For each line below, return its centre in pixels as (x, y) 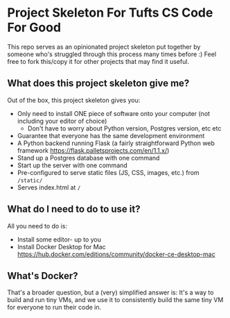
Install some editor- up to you (59, 239)
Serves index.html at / (49, 187)
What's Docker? (43, 276)
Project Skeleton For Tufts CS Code (110, 13)
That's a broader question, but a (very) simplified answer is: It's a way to (110, 292)
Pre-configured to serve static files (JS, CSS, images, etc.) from (108, 172)
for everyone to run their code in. (54, 308)
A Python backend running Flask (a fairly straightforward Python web (116, 143)
